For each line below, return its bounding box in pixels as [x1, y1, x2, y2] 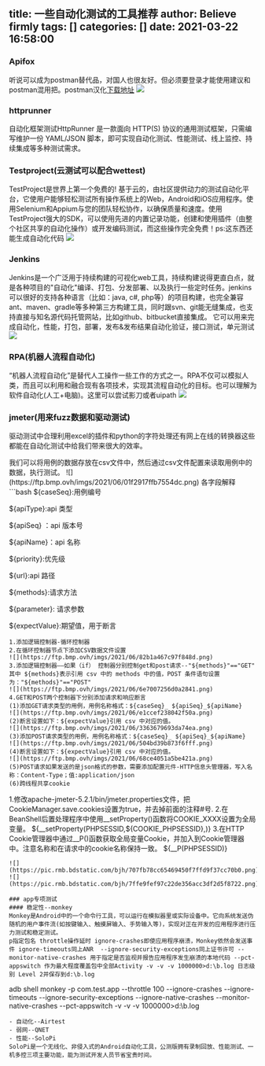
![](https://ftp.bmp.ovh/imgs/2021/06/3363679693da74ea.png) [9, 725, 214, 732]
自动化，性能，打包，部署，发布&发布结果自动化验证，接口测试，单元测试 [15, 322, 255, 331]
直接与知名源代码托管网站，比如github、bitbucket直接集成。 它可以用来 [15, 312, 248, 321]
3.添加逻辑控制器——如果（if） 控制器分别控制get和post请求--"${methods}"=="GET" [9, 662, 256, 670]
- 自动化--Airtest [9, 1018, 66, 1026]
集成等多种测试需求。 [15, 143, 85, 153]
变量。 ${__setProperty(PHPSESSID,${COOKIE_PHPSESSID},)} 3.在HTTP [9, 824, 245, 834]
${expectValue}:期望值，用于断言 [9, 621, 116, 631]
